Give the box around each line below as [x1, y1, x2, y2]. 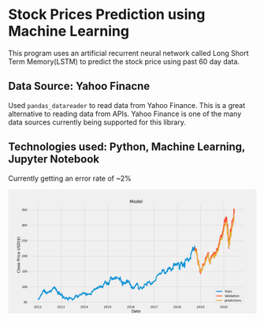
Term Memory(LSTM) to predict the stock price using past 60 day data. [8, 57, 240, 66]
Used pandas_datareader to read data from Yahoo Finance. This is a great [8, 100, 246, 110]
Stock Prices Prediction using [8, 6, 206, 24]
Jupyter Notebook [8, 152, 100, 166]
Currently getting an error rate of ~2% [8, 174, 132, 183]
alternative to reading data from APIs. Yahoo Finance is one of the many [8, 109, 242, 118]
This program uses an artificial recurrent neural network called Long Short [8, 48, 249, 58]
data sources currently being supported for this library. [8, 117, 187, 127]
